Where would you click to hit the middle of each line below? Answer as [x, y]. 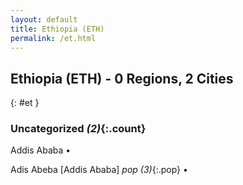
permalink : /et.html [53, 38]
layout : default [44, 19]
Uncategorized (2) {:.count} [78, 129]
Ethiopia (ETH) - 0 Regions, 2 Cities [122, 78]
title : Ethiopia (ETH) [57, 29]
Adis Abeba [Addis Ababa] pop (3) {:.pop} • [99, 170]
